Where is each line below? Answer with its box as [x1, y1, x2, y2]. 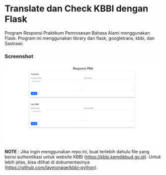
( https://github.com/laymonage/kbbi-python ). [4, 165, 98, 171]
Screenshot [4, 53, 33, 59]
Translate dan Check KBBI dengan [4, 3, 149, 14]
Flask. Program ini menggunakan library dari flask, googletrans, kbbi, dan [4, 35, 155, 41]
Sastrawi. [4, 40, 24, 46]
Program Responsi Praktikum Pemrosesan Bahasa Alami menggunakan [4, 30, 150, 36]
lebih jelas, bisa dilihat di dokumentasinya [4, 159, 90, 165]
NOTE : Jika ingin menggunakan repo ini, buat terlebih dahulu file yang [4, 149, 150, 155]
